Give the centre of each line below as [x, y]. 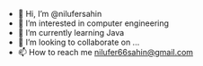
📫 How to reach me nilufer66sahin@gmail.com [106, 52]
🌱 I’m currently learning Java [71, 33]
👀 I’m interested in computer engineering [93, 23]
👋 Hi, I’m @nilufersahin [60, 14]
